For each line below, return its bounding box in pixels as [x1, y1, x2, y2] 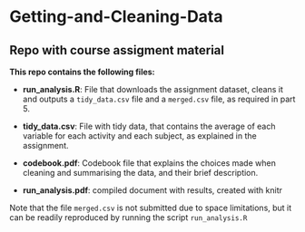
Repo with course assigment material [9, 43, 225, 58]
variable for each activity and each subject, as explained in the [22, 130, 257, 141]
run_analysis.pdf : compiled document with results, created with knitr [22, 185, 283, 196]
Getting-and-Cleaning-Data [9, 6, 224, 27]
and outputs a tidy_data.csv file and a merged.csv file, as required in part [22, 93, 296, 104]
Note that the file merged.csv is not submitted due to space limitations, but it [9, 202, 292, 213]
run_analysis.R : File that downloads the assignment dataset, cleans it [22, 84, 283, 94]
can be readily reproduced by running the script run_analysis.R [9, 212, 248, 223]
